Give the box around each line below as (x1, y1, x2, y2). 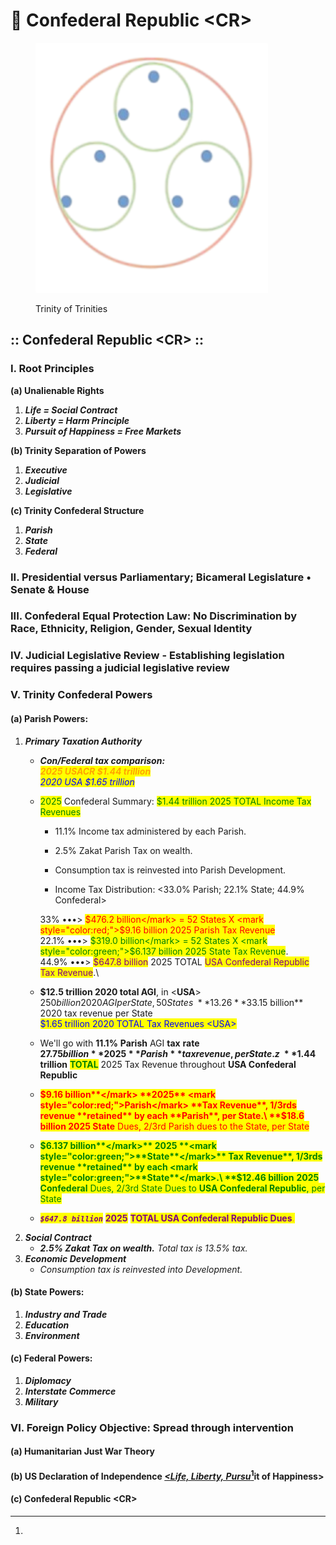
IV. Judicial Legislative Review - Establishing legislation (10, 649, 285, 663)
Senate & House (10, 582, 90, 596)
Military (24, 1395, 59, 1408)
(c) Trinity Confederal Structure (10, 504, 145, 516)
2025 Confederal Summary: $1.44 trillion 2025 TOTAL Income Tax (39, 795, 312, 807)
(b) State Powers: (10, 1286, 85, 1298)
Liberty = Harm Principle (24, 414, 130, 426)
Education (24, 1319, 70, 1331)
